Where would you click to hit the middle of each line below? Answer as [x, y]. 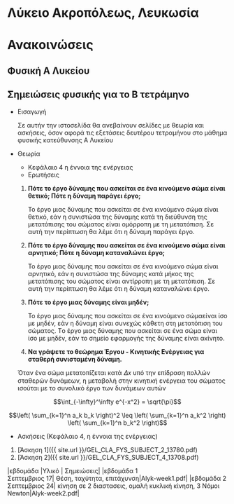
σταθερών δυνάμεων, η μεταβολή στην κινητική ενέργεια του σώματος [121, 381]
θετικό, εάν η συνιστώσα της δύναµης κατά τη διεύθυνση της [117, 217]
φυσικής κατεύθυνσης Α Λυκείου [65, 140]
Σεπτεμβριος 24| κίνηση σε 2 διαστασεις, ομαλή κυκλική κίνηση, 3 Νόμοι [114, 486]
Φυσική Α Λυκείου [49, 70]
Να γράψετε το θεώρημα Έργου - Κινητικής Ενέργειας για [116, 351]
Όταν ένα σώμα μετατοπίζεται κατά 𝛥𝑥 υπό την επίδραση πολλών [114, 372]
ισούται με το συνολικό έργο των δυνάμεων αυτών [92, 388]
